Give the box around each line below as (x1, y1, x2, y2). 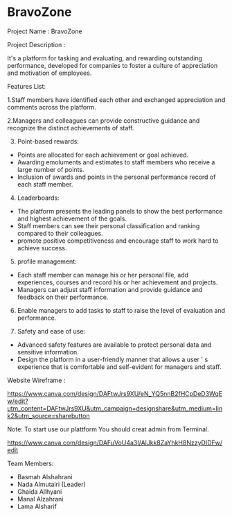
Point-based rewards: (17, 137, 80, 146)
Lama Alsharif (17, 502, 57, 510)
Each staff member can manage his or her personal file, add (17, 270, 189, 279)
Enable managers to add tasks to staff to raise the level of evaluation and (17, 306, 226, 314)
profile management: (17, 257, 78, 266)
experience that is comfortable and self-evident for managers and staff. (17, 362, 222, 371)
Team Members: (7, 459, 54, 467)
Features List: (7, 82, 46, 90)
